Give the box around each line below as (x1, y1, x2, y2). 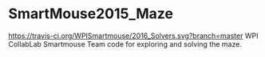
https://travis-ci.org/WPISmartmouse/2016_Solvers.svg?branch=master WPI (8, 31, 259, 40)
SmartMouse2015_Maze (8, 5, 174, 23)
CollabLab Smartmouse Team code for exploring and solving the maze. (8, 39, 242, 48)
